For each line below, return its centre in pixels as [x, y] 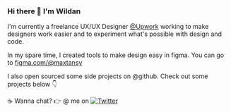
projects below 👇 [32, 85]
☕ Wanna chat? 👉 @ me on [48, 101]
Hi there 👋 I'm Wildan [44, 11]
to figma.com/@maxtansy [45, 63]
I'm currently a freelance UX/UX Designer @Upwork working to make [108, 27]
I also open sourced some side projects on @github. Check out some [108, 76]
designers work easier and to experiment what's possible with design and [115, 34]
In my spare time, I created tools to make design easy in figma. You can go [116, 55]
